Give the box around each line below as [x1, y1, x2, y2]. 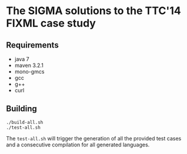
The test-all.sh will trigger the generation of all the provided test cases [6, 135, 182, 142]
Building [6, 104, 37, 114]
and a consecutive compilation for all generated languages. [6, 141, 150, 148]
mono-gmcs [14, 68, 45, 75]
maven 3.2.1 [14, 62, 44, 69]
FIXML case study [6, 16, 96, 30]
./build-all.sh [6, 119, 44, 125]
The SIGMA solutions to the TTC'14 [6, 4, 181, 18]
